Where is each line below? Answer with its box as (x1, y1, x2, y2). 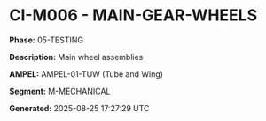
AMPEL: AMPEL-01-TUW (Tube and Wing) (9, 68, 164, 79)
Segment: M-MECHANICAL (9, 86, 111, 96)
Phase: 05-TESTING (9, 34, 84, 45)
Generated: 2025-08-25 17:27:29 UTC (9, 102, 150, 113)
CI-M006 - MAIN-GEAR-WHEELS (9, 5, 258, 26)
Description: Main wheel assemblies (9, 51, 144, 62)
